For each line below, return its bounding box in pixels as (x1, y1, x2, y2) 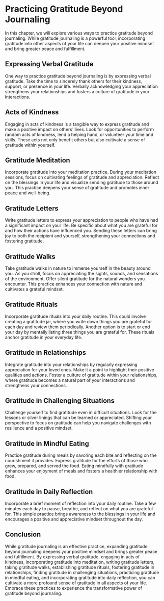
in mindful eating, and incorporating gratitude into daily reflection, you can (5, 575, 156, 580)
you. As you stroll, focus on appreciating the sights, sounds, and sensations (5, 271, 158, 276)
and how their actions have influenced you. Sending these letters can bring (5, 228, 157, 234)
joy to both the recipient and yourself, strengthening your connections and (5, 233, 156, 239)
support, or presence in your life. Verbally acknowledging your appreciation (5, 83, 158, 89)
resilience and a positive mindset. (5, 425, 73, 431)
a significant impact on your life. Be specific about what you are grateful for (5, 222, 158, 229)
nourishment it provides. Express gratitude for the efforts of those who (5, 458, 148, 464)
